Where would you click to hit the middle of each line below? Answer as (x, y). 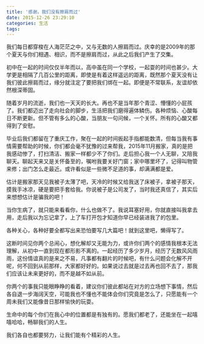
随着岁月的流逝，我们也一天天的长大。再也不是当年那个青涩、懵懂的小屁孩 (99, 103)
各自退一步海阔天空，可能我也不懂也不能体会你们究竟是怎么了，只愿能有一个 (102, 294)
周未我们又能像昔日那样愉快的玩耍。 (52, 302)
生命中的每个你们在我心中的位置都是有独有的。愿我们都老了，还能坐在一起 (99, 315)
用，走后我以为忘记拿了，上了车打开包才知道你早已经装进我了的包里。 (94, 218)
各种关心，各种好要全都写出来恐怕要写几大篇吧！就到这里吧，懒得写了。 (97, 231)
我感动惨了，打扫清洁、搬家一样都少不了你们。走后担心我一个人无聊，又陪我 (102, 154)
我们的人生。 (54, 322)
